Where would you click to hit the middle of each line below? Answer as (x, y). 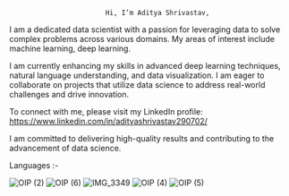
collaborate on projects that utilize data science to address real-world (137, 85)
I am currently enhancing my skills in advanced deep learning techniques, (145, 66)
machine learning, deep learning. (70, 48)
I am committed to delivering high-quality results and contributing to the (142, 138)
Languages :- (34, 165)
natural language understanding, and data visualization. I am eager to (137, 75)
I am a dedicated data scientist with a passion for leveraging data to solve (145, 30)
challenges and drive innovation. (69, 94)
